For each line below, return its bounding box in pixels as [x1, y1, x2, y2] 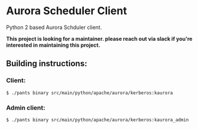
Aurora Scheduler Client [6, 4, 127, 18]
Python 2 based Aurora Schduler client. [6, 24, 102, 31]
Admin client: [6, 104, 46, 112]
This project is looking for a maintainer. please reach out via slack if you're [6, 35, 193, 42]
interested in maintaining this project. [6, 41, 100, 49]
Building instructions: [6, 59, 87, 69]
